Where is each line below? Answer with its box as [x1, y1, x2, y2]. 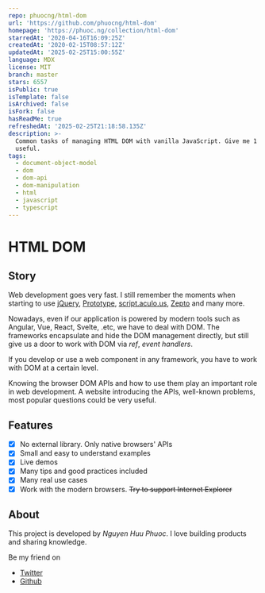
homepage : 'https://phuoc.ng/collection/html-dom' [8, 26, 179, 34]
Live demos [19, 457, 58, 467]
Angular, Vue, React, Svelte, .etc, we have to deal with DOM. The [8, 322, 220, 332]
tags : [8, 152, 26, 160]
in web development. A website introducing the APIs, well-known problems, [8, 387, 255, 397]
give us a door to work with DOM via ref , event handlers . [8, 339, 193, 349]
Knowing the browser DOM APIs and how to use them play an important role [8, 379, 258, 388]
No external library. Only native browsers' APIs [19, 440, 173, 449]
